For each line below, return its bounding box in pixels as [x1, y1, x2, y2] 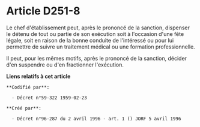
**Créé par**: [6, 105, 42, 111]
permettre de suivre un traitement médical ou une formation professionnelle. [6, 43, 195, 50]
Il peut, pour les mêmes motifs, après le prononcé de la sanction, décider [6, 55, 187, 62]
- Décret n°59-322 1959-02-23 [11, 95, 87, 101]
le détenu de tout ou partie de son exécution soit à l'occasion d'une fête [6, 30, 184, 37]
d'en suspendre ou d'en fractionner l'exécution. [6, 61, 124, 68]
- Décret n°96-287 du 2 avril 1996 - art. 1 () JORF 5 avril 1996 [11, 116, 181, 122]
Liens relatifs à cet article [6, 72, 71, 80]
